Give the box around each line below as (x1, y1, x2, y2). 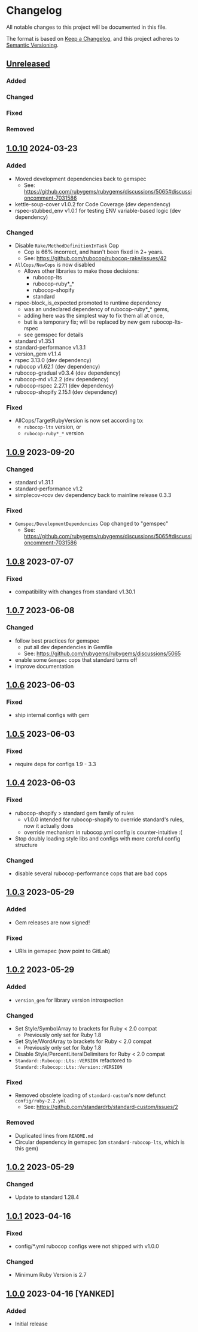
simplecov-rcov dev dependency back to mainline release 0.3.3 (14, 491, 172, 498)
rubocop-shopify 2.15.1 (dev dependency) (14, 388, 118, 396)
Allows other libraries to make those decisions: (23, 267, 139, 275)
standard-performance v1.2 (14, 485, 83, 492)
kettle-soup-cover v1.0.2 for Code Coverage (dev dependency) (14, 200, 171, 207)
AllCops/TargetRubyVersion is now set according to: (14, 417, 144, 424)
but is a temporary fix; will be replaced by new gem (23, 318, 151, 326)
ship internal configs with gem (14, 712, 90, 719)
